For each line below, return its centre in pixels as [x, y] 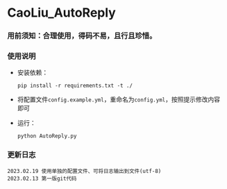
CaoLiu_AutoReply [61, 13]
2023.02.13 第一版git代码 [42, 179]
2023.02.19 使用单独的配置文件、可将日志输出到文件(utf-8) [84, 171]
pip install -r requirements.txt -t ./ [75, 86]
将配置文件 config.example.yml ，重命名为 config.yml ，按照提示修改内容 [119, 99]
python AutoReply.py [47, 136]
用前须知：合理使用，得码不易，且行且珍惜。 [82, 36]
